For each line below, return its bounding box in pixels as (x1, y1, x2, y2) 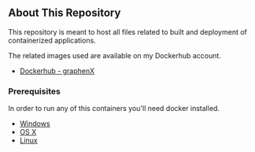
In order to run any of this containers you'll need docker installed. (8, 104, 220, 113)
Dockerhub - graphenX (19, 66, 95, 76)
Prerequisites (8, 86, 61, 97)
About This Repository (8, 6, 121, 20)
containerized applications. (8, 35, 96, 45)
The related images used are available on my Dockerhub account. (8, 50, 222, 60)
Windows (19, 119, 50, 128)
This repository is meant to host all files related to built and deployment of (8, 27, 248, 36)
